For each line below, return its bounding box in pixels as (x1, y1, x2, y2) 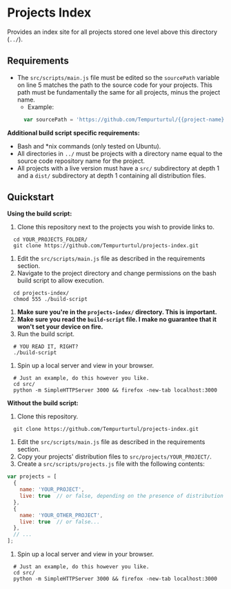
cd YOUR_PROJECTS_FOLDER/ (13, 236, 88, 243)
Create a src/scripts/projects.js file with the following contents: (17, 460, 205, 468)
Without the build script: (7, 399, 79, 407)
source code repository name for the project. (17, 157, 145, 165)
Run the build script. (17, 330, 74, 338)
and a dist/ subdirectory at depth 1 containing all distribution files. (17, 171, 206, 180)
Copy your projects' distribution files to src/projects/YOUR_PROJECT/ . (17, 452, 212, 461)
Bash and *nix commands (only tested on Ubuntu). (17, 142, 161, 150)
